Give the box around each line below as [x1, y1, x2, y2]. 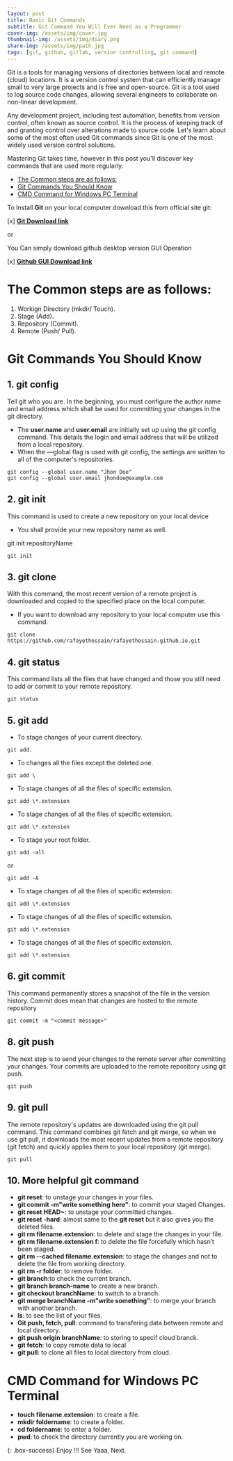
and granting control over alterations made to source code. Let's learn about [7, 126, 226, 134]
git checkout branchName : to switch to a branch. [17, 1289, 160, 1298]
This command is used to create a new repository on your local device [7, 512, 209, 520]
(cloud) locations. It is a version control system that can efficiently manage [7, 75, 221, 83]
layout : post [7, 10, 45, 17]
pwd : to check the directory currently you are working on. [17, 1432, 183, 1441]
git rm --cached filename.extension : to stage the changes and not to [17, 1252, 218, 1261]
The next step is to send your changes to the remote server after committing [7, 1055, 226, 1063]
